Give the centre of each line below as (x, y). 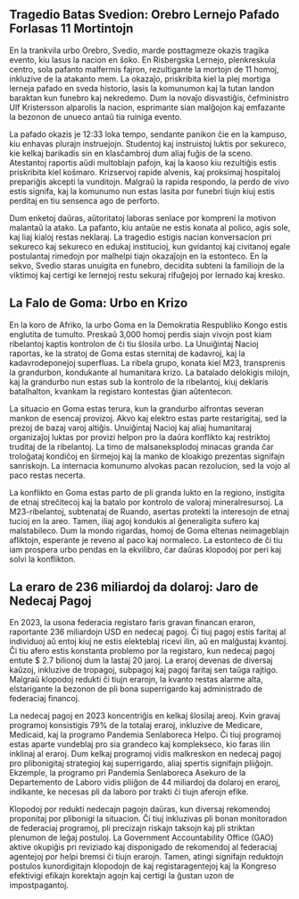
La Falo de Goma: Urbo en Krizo (99, 303)
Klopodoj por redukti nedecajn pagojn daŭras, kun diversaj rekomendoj (140, 810)
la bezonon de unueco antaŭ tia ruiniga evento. (96, 116)
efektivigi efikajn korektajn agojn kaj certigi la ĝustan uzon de (122, 876)
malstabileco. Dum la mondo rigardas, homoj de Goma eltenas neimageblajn (149, 530)
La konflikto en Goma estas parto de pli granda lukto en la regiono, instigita (147, 492)
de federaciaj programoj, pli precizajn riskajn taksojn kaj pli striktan (132, 828)
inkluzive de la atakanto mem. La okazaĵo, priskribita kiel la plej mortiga (140, 79)
